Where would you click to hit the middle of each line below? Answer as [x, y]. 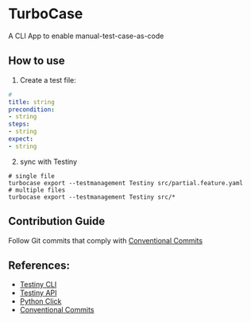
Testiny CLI [38, 285]
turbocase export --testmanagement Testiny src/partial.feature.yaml [126, 183]
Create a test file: [48, 80]
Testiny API [38, 293]
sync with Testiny [48, 161]
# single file [32, 176]
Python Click [41, 301]
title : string [32, 102]
